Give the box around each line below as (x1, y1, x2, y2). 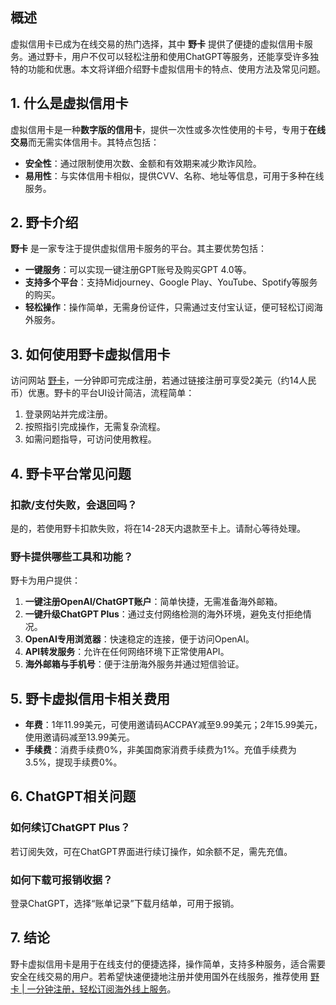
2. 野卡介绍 (10, 214, 79, 232)
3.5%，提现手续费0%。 (24, 756, 123, 768)
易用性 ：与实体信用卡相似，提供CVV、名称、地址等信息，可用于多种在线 (24, 169, 325, 182)
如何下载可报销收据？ (10, 873, 113, 887)
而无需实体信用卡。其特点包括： (28, 136, 160, 148)
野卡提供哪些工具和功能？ (10, 549, 134, 563)
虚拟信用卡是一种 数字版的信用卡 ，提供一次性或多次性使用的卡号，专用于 (10, 123, 308, 135)
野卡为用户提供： (10, 574, 81, 587)
